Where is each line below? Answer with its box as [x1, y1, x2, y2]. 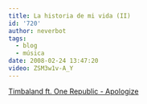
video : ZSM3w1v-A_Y [8, 64, 74, 73]
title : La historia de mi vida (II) [8, 11, 131, 20]
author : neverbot [8, 27, 67, 35]
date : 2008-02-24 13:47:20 [8, 57, 99, 65]
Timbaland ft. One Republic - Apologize [8, 86, 139, 96]
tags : [8, 34, 27, 43]
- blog [15, 42, 38, 50]
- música [15, 49, 45, 57]
